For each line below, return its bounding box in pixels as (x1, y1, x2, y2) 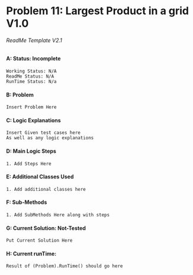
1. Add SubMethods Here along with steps (6, 212, 110, 218)
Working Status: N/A (6, 68, 57, 74)
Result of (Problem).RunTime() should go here (6, 263, 123, 269)
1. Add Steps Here (6, 161, 52, 167)
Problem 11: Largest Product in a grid (6, 4, 189, 18)
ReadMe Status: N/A (6, 73, 54, 79)
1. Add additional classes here (6, 186, 86, 192)
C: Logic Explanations (6, 117, 61, 124)
